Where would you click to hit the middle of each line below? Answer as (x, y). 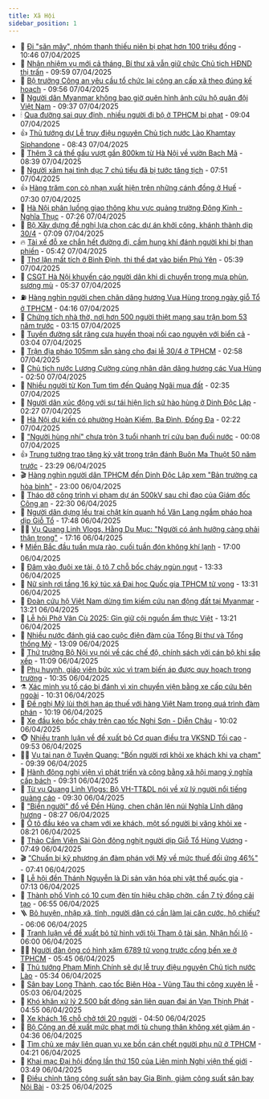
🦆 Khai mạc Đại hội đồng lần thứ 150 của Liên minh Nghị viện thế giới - (136, 1061)
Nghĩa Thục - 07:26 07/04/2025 (73, 216)
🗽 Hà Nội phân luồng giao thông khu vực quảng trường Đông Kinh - (131, 208)
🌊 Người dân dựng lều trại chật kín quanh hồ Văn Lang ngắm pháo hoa (136, 512)
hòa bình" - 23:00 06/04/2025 (71, 486)
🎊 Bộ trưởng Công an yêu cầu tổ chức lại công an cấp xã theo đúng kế (136, 80)
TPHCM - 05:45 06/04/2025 (67, 958)
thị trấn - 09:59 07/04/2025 (66, 72)
